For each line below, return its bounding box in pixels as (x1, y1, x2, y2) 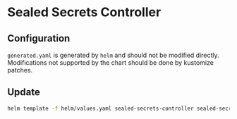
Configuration (7, 32, 71, 44)
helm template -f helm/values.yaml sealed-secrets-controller (7, 105, 194, 112)
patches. (7, 66, 33, 74)
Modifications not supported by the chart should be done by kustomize (7, 58, 214, 67)
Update (7, 86, 41, 99)
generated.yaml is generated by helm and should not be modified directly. (7, 51, 220, 59)
